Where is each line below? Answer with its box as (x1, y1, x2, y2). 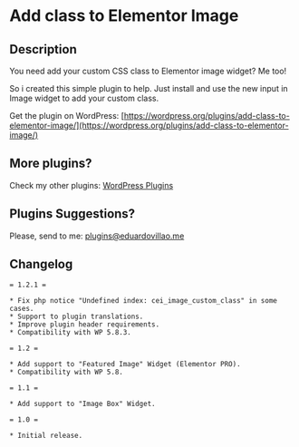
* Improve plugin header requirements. (9, 320, 160, 329)
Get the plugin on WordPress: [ (9, 111, 125, 121)
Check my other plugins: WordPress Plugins (9, 180, 174, 190)
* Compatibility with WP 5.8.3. (9, 328, 131, 337)
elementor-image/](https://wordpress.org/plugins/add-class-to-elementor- (9, 120, 289, 131)
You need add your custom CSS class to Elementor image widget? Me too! (9, 65, 287, 76)
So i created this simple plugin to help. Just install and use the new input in (9, 83, 288, 93)
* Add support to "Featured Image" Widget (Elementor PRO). (9, 360, 242, 369)
